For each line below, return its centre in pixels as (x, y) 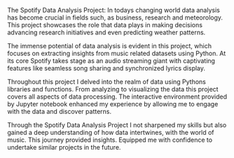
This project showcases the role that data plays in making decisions (105, 25)
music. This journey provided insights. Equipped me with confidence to (110, 140)
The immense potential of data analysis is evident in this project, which (110, 46)
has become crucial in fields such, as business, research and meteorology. (115, 17)
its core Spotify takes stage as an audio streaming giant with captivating (111, 61)
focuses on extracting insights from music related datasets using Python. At (117, 53)
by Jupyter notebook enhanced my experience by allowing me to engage (113, 104)
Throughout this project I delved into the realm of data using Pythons (107, 82)
